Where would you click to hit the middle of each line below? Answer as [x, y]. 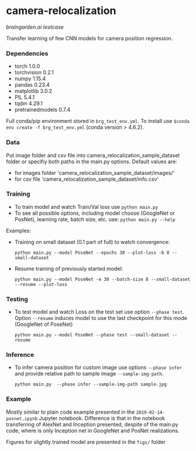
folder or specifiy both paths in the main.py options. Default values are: [92, 161]
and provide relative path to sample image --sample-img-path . [89, 374]
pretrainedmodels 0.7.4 [42, 110]
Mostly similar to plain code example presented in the [71, 412]
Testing [17, 299]
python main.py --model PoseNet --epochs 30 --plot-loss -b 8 [92, 253]
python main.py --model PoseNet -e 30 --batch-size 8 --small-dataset [102, 279]
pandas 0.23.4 [32, 85]
